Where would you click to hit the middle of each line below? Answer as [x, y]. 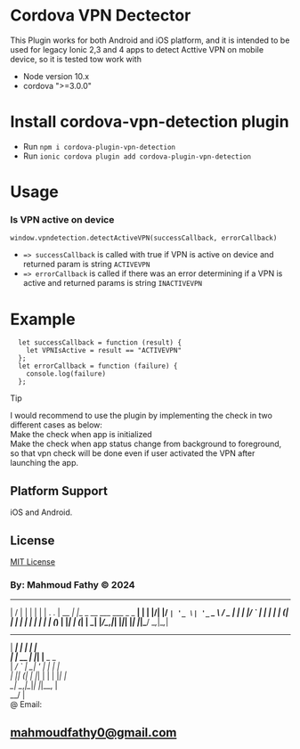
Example [43, 319]
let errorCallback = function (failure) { [98, 366]
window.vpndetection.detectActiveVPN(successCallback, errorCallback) [144, 238]
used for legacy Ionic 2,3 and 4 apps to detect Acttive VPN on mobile [137, 49]
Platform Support [59, 491]
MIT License [33, 561]
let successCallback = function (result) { [100, 343]
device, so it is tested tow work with [76, 59]
